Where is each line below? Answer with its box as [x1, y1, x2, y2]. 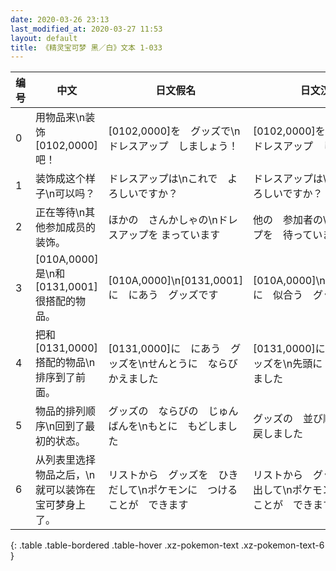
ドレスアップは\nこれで [108, 172, 218, 186]
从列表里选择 [35, 453, 97, 467]
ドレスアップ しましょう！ [108, 139, 239, 153]
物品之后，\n [35, 468, 96, 482]
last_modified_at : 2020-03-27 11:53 [10, 24, 163, 34]
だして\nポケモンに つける [108, 483, 238, 497]
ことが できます [108, 498, 189, 512]
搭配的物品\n [35, 356, 96, 370]
